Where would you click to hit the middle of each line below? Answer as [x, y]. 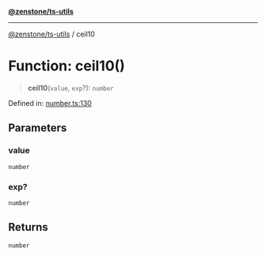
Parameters [38, 128]
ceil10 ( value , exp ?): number [71, 88]
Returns [28, 227]
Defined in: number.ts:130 [50, 103]
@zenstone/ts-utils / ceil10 [51, 34]
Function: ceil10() [66, 66]
